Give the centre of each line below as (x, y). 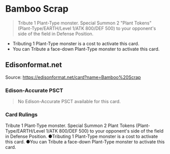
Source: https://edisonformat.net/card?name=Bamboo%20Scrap (73, 77)
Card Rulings (22, 114)
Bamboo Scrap (37, 9)
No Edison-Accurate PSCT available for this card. (69, 102)
